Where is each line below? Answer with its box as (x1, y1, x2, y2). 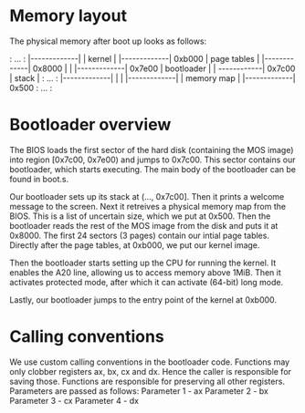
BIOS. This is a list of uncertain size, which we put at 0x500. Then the (9, 211, 271, 222)
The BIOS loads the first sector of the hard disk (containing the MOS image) (9, 144, 294, 155)
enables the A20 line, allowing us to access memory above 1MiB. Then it (9, 266, 281, 278)
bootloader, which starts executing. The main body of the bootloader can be (9, 163, 297, 174)
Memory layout (9, 5, 128, 26)
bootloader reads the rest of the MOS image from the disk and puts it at (9, 220, 279, 231)
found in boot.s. (9, 173, 69, 184)
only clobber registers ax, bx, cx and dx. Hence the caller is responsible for (9, 366, 292, 377)
